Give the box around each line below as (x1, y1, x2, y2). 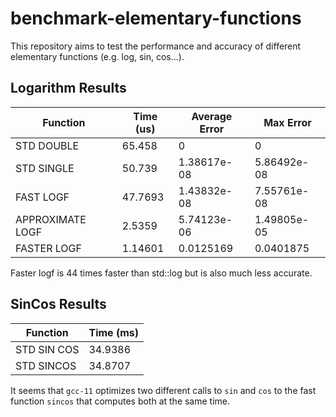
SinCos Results (10, 296, 107, 313)
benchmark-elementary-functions (10, 7, 302, 30)
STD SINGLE (15, 161, 75, 175)
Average (191, 109, 233, 123)
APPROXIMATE (15, 212, 87, 226)
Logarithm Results (10, 80, 127, 97)
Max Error (263, 115, 312, 129)
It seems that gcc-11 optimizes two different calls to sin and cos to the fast (10, 384, 317, 396)
